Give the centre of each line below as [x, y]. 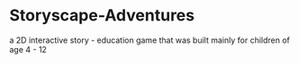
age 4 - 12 [28, 49]
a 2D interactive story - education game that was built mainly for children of [150, 40]
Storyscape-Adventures [102, 16]
